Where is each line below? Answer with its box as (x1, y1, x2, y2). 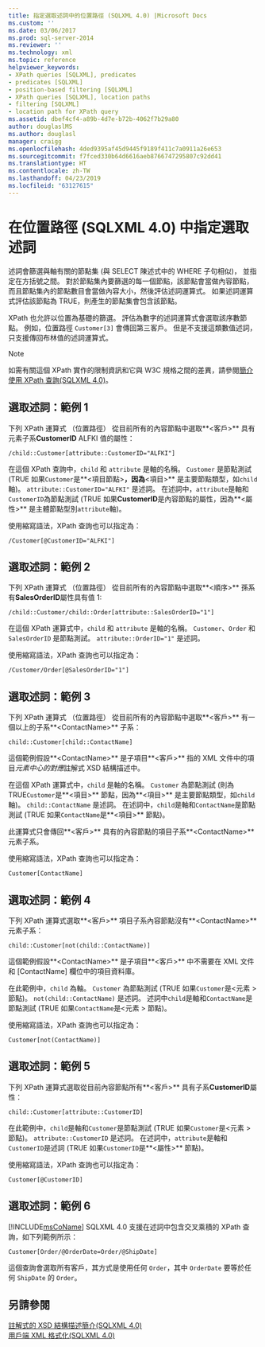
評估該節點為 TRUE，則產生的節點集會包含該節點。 (14, 296, 182, 306)
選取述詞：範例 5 (8, 1060, 91, 1073)
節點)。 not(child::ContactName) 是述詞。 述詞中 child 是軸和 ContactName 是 (8, 993, 253, 1002)
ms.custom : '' (8, 19, 56, 27)
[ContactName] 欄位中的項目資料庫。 (17, 966, 139, 975)
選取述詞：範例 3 (8, 690, 91, 703)
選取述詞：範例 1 (8, 401, 89, 415)
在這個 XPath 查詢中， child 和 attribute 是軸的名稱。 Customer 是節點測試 (8, 464, 252, 473)
